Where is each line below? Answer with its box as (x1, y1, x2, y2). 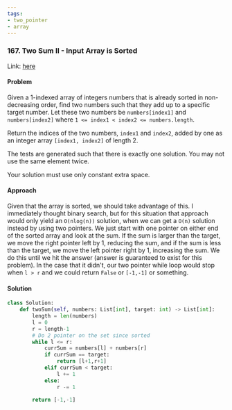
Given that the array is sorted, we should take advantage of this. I (7, 202, 194, 211)
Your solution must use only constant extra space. (7, 170, 150, 179)
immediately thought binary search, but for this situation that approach (7, 209, 209, 218)
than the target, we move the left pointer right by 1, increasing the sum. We (7, 246, 220, 254)
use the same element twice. (7, 157, 90, 165)
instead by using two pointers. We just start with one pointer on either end (7, 224, 219, 233)
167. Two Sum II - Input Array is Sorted (7, 46, 138, 56)
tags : (7, 10, 23, 17)
